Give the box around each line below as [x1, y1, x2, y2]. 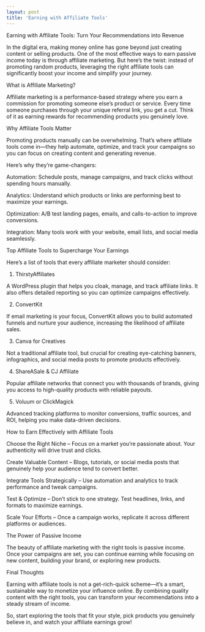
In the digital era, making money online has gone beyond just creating [6, 43, 182, 51]
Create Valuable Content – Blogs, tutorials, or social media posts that [6, 458, 179, 465]
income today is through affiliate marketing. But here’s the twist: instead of [6, 56, 194, 64]
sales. [6, 325, 21, 333]
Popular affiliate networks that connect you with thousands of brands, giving [6, 379, 199, 386]
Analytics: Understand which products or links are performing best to [6, 191, 181, 199]
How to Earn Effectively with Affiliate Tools [6, 428, 113, 435]
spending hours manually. [6, 179, 72, 187]
